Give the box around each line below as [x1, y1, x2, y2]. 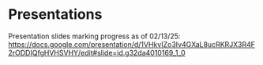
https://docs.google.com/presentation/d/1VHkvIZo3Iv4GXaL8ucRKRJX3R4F [8, 39, 255, 49]
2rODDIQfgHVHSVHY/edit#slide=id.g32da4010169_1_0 [8, 48, 186, 57]
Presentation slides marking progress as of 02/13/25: [8, 31, 181, 41]
